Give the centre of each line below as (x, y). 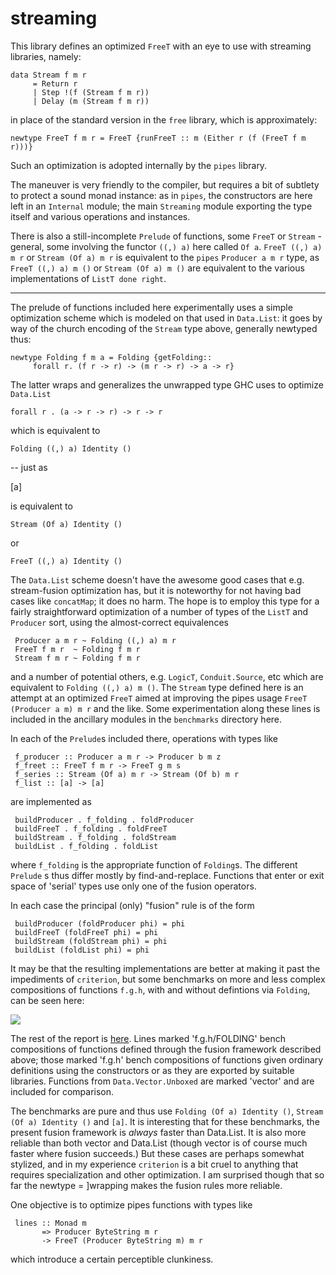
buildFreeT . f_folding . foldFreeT (91, 828)
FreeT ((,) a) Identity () (66, 561)
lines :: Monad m (50, 1223)
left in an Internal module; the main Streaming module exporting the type (161, 206)
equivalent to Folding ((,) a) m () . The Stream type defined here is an (157, 687)
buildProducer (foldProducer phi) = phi (100, 923)
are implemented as (51, 801)
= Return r (55, 83)
